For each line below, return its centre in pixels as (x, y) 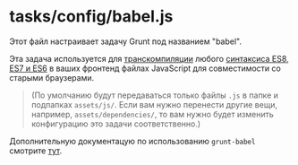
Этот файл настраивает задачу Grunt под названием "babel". (125, 41)
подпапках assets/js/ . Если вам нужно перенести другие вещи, (154, 104)
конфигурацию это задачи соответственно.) (116, 124)
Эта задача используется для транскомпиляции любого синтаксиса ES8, (149, 58)
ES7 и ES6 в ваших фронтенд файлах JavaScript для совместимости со (145, 68)
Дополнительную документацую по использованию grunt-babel (132, 141)
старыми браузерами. (52, 77)
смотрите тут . (36, 151)
